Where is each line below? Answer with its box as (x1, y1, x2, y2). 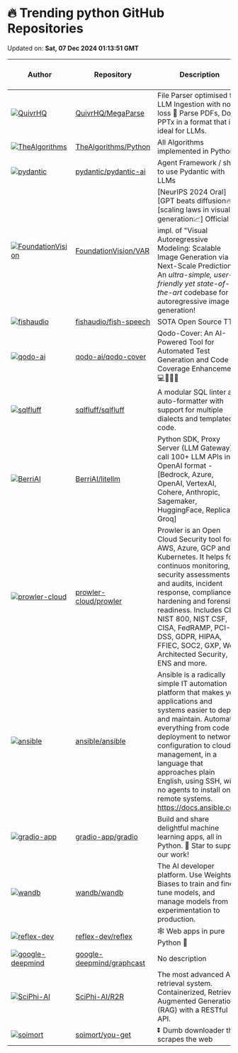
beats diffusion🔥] (176, 196, 234, 205)
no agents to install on (157, 784, 231, 794)
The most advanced (157, 969, 225, 979)
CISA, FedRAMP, (157, 622, 212, 632)
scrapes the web (157, 1034, 213, 1044)
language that (157, 758, 203, 768)
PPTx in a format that (157, 117, 227, 127)
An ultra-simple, (157, 269, 212, 279)
